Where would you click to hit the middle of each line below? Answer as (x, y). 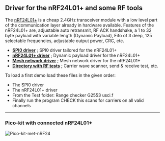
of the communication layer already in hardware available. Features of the (80, 25)
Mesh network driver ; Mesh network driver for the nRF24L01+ (76, 60)
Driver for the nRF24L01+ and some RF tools (74, 8)
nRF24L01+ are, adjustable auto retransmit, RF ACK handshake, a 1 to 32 (78, 30)
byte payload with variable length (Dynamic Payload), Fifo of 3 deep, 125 (79, 35)
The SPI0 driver (28, 85)
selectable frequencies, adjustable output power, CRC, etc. (65, 41)
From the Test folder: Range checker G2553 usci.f (63, 95)
